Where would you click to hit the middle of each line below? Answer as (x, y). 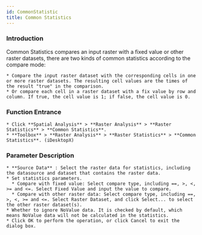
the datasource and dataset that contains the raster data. (84, 173)
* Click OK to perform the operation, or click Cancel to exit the (93, 221)
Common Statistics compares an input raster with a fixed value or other (95, 51)
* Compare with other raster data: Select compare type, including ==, (104, 195)
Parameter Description (40, 156)
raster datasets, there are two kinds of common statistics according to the (98, 58)
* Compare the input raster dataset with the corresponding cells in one (101, 76)
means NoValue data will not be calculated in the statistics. (88, 216)
